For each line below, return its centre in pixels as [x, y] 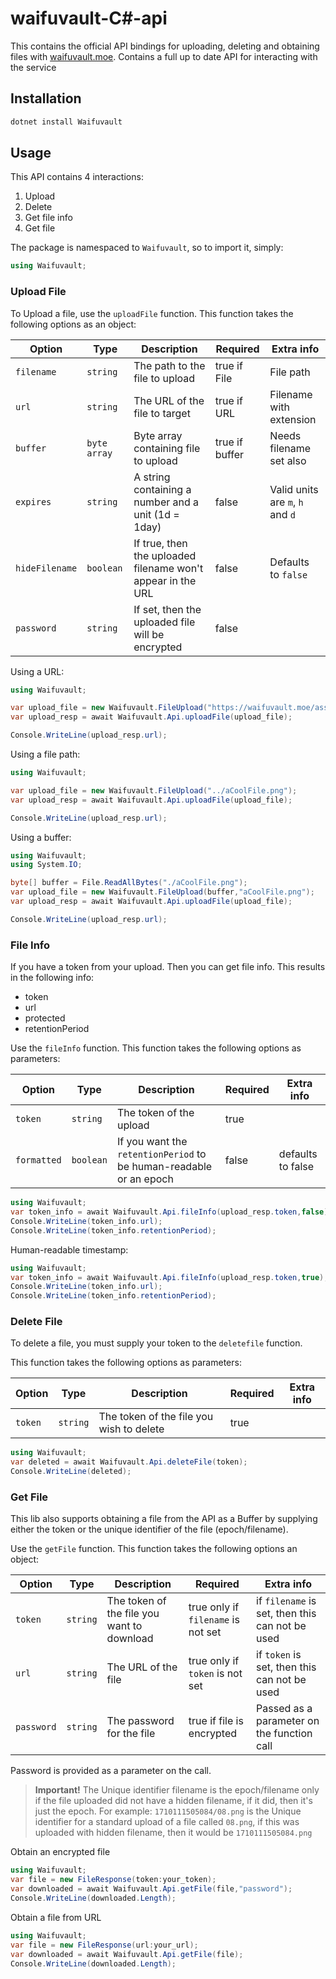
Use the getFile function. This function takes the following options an [154, 1549]
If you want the [152, 1142]
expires [33, 501]
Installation [46, 98]
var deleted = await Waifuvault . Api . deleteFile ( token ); [129, 1462]
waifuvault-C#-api [89, 18]
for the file [131, 1734]
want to [124, 1626]
